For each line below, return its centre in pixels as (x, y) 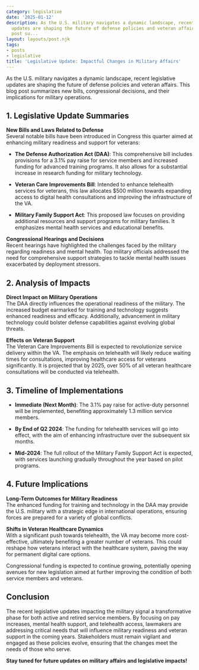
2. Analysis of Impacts (48, 283)
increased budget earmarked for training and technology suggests (87, 310)
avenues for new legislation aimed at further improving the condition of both (99, 572)
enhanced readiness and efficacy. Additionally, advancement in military (93, 316)
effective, (18, 541)
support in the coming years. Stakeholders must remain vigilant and (89, 636)
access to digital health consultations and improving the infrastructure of (103, 197)
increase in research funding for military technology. (79, 173)
